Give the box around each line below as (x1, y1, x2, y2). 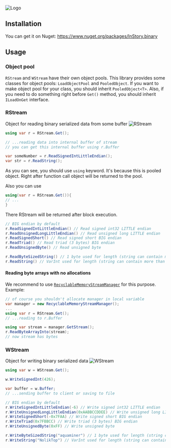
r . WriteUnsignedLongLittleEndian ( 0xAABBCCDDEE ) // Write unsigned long (5, 409, 160, 415)
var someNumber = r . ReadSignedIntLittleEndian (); (5, 153, 113, 159)
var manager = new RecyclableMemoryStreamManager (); (5, 301, 120, 306)
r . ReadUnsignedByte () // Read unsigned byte (5, 245, 101, 250)
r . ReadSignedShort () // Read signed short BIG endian (5, 235, 122, 241)
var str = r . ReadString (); (5, 159, 63, 164)
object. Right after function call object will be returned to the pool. (5, 173, 144, 179)
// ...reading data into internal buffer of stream (5, 140, 117, 145)
